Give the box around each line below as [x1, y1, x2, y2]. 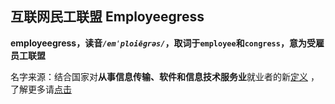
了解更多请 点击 [10, 83, 72, 95]
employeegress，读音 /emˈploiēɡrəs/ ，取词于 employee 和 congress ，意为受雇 [10, 37, 325, 49]
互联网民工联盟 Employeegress [10, 8, 205, 26]
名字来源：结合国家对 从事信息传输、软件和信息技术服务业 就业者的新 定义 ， [10, 70, 320, 82]
